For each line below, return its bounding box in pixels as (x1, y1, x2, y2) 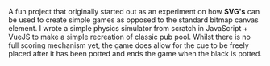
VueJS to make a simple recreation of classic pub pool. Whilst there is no (8, 32, 251, 41)
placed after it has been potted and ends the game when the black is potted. (8, 49, 262, 58)
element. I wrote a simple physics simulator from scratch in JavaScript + (8, 24, 248, 33)
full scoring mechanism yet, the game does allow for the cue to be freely (8, 41, 250, 50)
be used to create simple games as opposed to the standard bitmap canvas (8, 15, 260, 25)
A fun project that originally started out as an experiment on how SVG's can (8, 7, 260, 16)
